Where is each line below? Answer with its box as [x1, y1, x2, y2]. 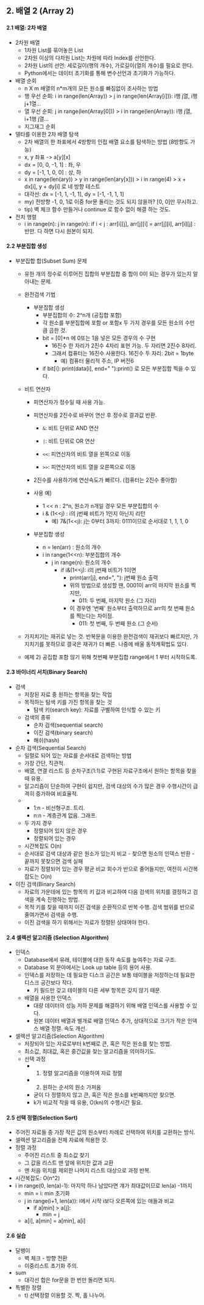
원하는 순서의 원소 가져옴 [42, 1083, 102, 1091]
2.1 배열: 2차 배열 [6, 24, 47, 31]
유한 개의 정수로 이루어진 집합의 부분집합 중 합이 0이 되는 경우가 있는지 [24, 270, 192, 277]
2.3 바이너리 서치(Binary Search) [6, 668, 88, 676]
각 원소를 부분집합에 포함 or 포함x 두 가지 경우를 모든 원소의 [42, 319, 184, 326]
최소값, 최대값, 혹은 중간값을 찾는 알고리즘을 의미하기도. [24, 1048, 157, 1055]
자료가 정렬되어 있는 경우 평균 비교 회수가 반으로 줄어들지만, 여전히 [24, 865, 182, 872]
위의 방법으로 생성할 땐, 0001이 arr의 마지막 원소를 [69, 581, 190, 589]
